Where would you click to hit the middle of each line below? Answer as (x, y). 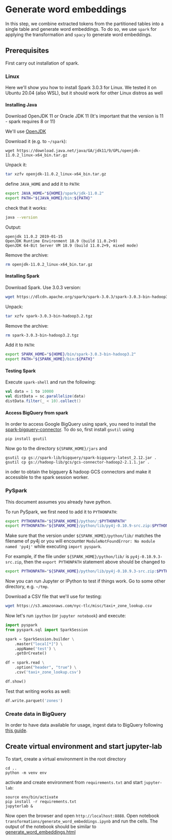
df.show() (16, 681)
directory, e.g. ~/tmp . (27, 587)
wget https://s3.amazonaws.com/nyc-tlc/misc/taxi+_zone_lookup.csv (79, 606)
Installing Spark (23, 276)
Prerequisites (27, 51)
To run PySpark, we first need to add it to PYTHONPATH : (61, 512)
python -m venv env (26, 773)
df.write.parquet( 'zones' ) (34, 701)
